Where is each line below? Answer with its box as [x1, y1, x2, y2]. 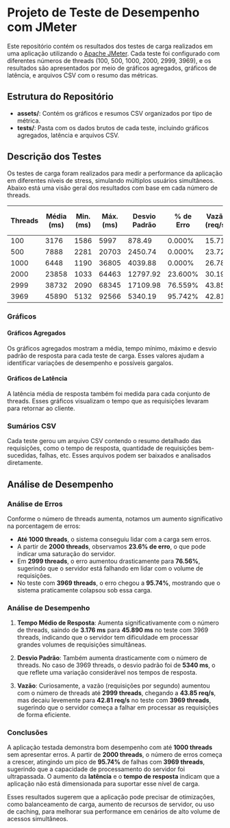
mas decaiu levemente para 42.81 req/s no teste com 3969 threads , [16, 697, 212, 705]
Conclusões [7, 728, 48, 738]
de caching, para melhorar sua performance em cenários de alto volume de [7, 807, 220, 816]
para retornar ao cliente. [7, 404, 75, 412]
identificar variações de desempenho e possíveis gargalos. [7, 358, 174, 367]
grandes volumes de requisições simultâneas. [16, 640, 147, 649]
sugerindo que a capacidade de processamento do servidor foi [7, 765, 186, 773]
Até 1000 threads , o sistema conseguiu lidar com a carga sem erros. [16, 535, 212, 543]
